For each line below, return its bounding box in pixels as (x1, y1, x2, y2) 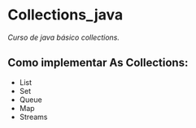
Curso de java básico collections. (7, 32, 120, 42)
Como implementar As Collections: (7, 56, 189, 70)
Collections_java (7, 6, 124, 24)
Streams (19, 112, 48, 122)
